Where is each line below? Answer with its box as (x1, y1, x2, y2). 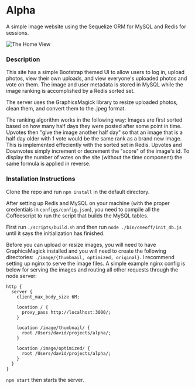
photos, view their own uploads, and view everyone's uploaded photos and (6, 75, 187, 82)
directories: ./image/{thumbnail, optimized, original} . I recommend (6, 253, 175, 260)
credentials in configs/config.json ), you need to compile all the (6, 206, 160, 213)
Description (6, 55, 40, 63)
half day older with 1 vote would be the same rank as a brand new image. (6, 135, 182, 142)
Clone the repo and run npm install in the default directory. (6, 188, 150, 195)
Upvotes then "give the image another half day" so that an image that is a (6, 129, 183, 136)
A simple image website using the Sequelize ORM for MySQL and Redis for (6, 23, 186, 30)
